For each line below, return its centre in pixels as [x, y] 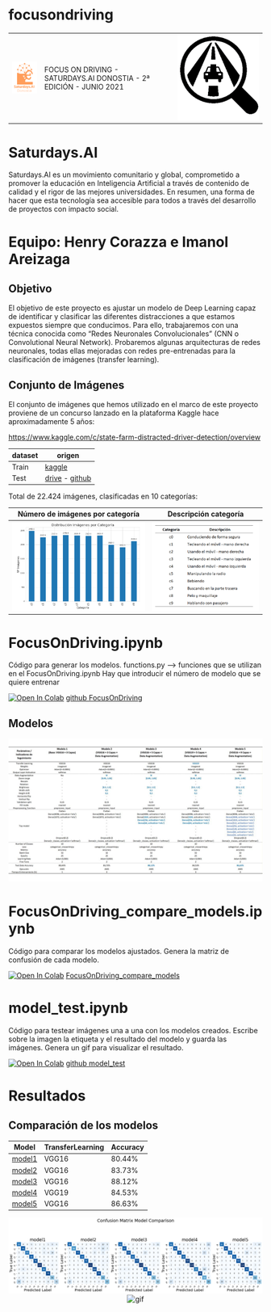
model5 [25, 1204]
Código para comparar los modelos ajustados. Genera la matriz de [119, 951]
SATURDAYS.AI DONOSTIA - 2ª [97, 78]
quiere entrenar [34, 682]
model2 [25, 1170]
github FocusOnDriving [104, 698]
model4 [25, 1192]
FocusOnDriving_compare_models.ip [135, 911]
